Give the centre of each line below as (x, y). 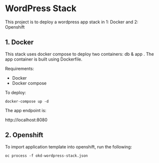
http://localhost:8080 (26, 120)
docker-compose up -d (27, 101)
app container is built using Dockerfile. (44, 59)
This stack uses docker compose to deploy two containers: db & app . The (79, 54)
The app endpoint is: (26, 110)
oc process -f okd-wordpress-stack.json (47, 156)
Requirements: (19, 68)
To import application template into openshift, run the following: (69, 147)
